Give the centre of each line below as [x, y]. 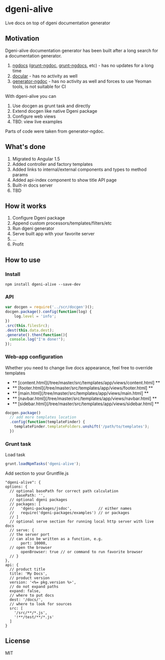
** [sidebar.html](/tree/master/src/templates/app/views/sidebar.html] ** [86, 404]
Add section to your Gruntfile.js [37, 473]
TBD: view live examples [37, 121]
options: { [16, 487]
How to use [23, 260]
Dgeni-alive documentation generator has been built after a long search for [82, 50]
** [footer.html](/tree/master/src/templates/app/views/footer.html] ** [82, 388]
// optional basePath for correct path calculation [64, 491]
